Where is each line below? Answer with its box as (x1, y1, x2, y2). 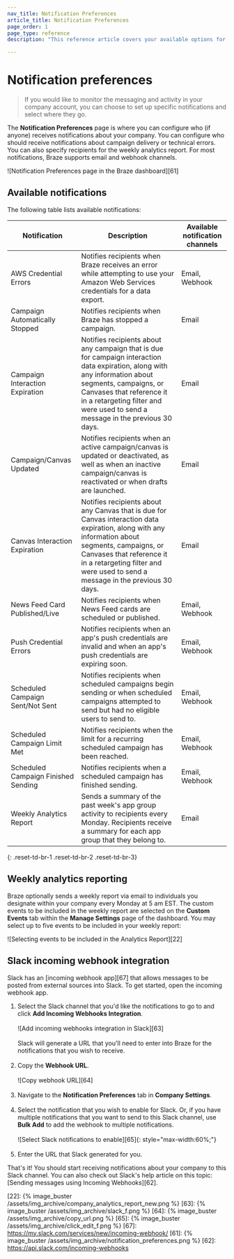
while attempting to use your (81, 268, 175, 278)
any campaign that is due (81, 343, 164, 353)
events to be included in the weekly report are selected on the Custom (7, 906, 210, 915)
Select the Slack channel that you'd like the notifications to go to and (17, 1002, 214, 1010)
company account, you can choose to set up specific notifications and (24, 102, 226, 112)
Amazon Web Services (81, 277, 155, 287)
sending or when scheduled (81, 687, 173, 697)
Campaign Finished (10, 771, 75, 781)
